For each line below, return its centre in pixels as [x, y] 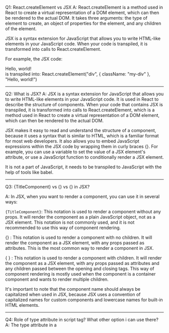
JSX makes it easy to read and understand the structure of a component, [81, 130]
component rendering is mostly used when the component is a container [80, 274]
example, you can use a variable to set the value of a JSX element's [75, 152]
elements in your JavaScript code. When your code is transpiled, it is [76, 44]
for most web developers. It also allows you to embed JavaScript [72, 141]
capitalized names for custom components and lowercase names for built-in [84, 300]
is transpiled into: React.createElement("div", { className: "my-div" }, [78, 74]
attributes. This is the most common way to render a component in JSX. [80, 248]
